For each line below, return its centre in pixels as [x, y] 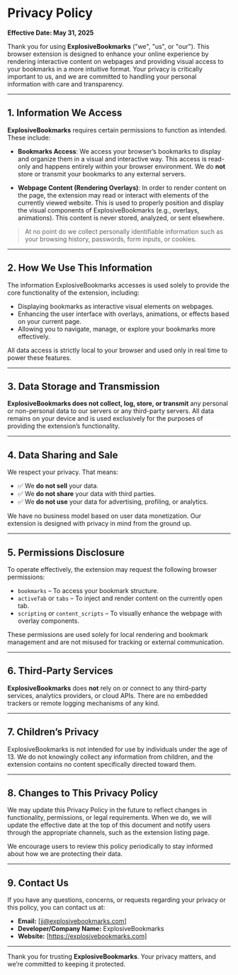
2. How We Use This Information [80, 268]
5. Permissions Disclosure [66, 552]
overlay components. [49, 621]
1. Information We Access [65, 113]
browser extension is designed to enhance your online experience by [108, 54]
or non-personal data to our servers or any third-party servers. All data [111, 411]
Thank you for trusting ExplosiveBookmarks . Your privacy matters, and [112, 957]
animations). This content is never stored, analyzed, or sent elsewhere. [121, 218]
